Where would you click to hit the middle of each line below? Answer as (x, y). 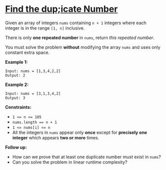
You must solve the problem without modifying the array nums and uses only (83, 47)
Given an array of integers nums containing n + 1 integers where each (76, 23)
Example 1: (17, 62)
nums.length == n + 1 (34, 122)
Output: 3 (15, 98)
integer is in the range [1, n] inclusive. (45, 28)
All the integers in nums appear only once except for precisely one (80, 132)
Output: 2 (15, 75)
